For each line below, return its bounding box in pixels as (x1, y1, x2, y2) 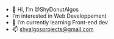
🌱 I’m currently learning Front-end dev (12, 19, 109, 26)
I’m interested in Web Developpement (12, 12, 107, 19)
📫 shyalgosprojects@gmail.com (12, 26, 94, 33)
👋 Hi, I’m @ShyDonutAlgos (12, 6, 79, 13)
